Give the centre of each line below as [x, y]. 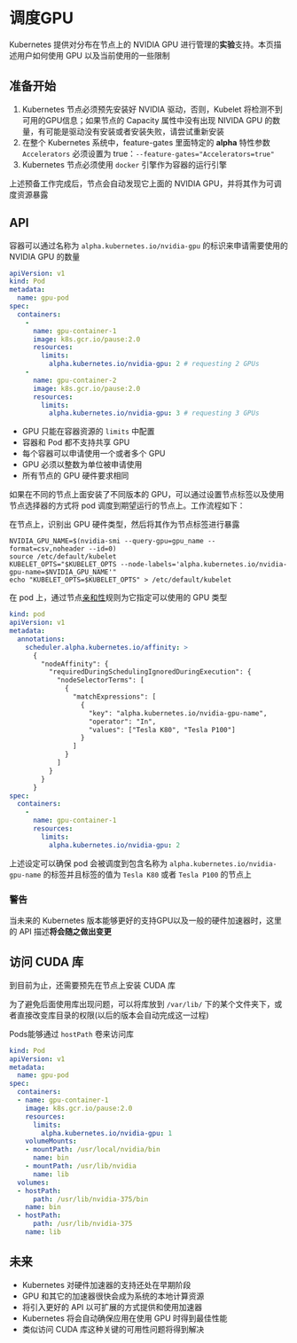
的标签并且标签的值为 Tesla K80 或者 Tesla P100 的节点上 [147, 874]
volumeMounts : [51, 1141]
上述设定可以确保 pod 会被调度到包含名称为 [89, 863]
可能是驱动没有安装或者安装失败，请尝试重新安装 [135, 131]
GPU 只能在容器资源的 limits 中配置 [88, 432]
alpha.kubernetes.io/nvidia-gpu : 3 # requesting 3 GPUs [154, 413]
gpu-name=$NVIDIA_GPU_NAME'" [63, 573]
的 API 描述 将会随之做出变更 [61, 931]
